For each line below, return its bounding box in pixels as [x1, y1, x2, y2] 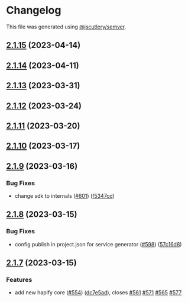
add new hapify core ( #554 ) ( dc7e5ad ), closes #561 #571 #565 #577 [14, 289, 182, 296]
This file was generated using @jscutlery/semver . [6, 23, 127, 30]
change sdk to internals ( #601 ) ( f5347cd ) [14, 192, 115, 199]
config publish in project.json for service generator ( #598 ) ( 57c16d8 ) [14, 240, 182, 248]
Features [6, 275, 33, 284]
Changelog [6, 4, 61, 17]
